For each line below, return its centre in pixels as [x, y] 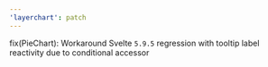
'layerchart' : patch [48, 17]
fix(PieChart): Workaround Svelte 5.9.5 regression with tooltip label [134, 43]
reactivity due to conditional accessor [79, 52]
